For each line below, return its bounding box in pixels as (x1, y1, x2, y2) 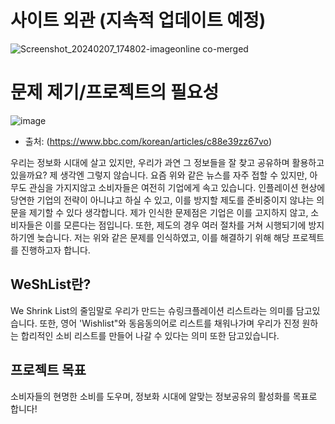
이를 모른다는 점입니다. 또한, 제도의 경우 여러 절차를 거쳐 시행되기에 (44, 219, 307, 231)
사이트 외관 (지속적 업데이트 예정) (10, 9, 267, 32)
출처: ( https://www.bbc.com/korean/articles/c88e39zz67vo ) (24, 135, 272, 147)
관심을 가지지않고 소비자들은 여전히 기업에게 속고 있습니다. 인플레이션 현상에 (28, 181, 326, 193)
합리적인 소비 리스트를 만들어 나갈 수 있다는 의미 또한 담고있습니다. (20, 329, 280, 341)
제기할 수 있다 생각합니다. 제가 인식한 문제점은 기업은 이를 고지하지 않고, (28, 206, 309, 218)
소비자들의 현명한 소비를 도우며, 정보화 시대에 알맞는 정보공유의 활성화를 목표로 (10, 390, 318, 402)
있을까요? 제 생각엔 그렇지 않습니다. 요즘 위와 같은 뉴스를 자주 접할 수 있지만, (10, 169, 308, 181)
